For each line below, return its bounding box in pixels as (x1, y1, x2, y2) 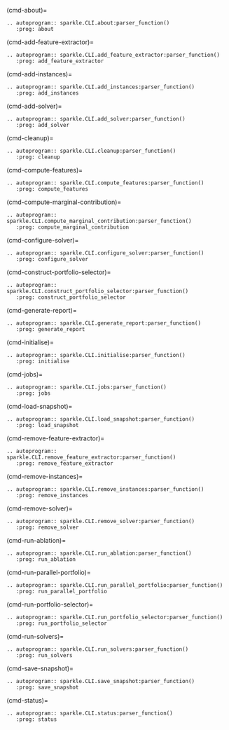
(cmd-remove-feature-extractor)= (6, 434, 105, 442)
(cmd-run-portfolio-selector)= (6, 600, 94, 609)
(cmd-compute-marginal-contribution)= (6, 198, 122, 206)
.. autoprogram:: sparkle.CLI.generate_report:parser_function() (6, 320, 201, 327)
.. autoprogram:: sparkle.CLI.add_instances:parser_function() (6, 83, 195, 90)
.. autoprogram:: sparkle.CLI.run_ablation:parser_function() (6, 550, 192, 557)
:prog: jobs (15, 390, 51, 397)
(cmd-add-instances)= (6, 70, 73, 78)
